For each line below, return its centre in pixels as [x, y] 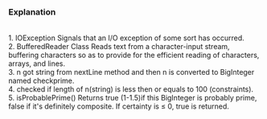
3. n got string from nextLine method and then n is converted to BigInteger [131, 72]
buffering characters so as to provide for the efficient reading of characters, [134, 55]
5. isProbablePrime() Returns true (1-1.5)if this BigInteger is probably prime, [133, 98]
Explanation [32, 12]
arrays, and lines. [37, 64]
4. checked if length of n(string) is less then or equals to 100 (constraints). [131, 89]
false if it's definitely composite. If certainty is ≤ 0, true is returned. [119, 106]
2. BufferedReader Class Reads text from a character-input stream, [119, 47]
